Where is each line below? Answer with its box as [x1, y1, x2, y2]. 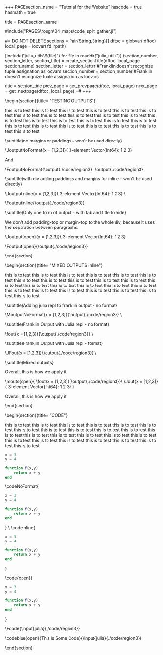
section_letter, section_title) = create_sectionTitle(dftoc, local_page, [5, 58, 141, 63]
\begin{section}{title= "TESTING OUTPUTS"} [5, 98, 96, 104]
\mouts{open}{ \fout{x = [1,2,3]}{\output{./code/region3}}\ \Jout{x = [5, 378, 143, 384]
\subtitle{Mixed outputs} [5, 360, 54, 365]
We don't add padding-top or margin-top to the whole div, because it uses [5, 219, 155, 225]
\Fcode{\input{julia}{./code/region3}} [5, 626, 80, 631]
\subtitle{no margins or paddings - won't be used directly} [5, 138, 122, 143]
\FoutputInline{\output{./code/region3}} [5, 200, 85, 206]
